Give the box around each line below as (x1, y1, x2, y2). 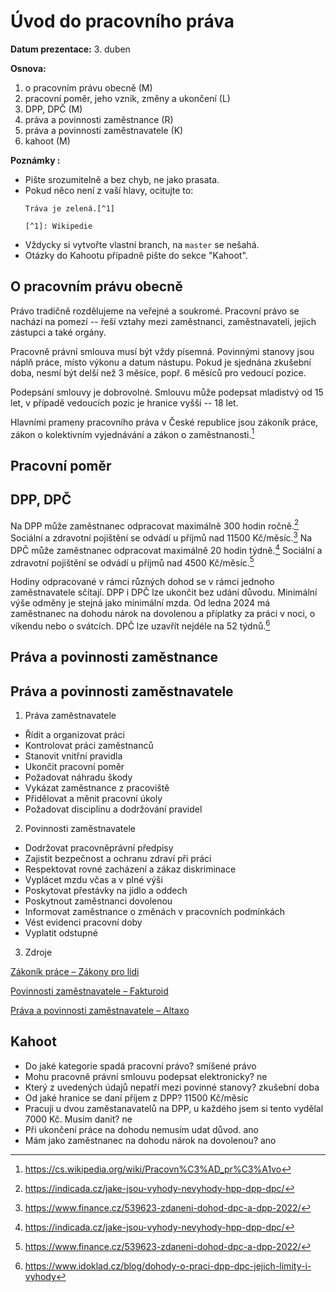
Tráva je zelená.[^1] (24, 203, 115, 214)
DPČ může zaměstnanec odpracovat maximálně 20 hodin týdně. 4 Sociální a (10, 542, 323, 556)
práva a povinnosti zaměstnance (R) (24, 113, 174, 125)
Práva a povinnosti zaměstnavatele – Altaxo (10, 1005, 190, 1017)
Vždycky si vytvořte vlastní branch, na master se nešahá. (24, 238, 260, 250)
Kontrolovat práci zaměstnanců (24, 740, 154, 752)
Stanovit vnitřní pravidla (24, 750, 123, 762)
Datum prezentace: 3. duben (10, 43, 131, 55)
